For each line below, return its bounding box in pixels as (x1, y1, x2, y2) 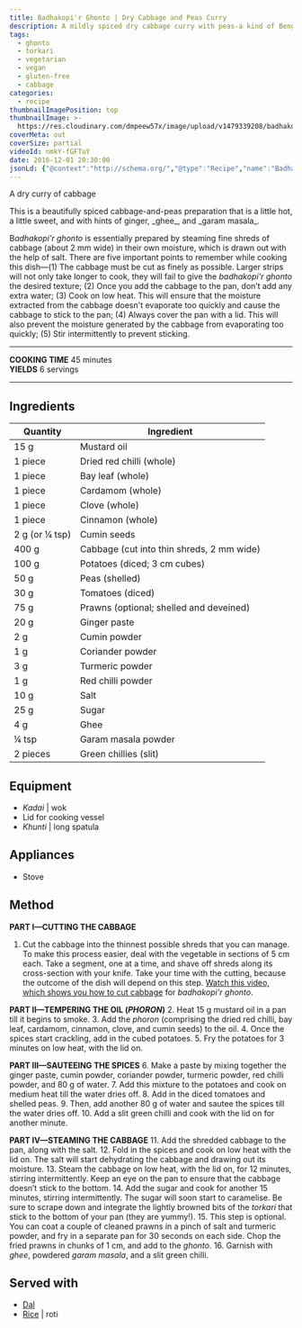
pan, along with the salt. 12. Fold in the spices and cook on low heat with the (9, 1144, 292, 1155)
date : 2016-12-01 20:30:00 (9, 155, 111, 165)
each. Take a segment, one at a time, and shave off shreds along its (22, 958, 273, 969)
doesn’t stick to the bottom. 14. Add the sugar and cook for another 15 (9, 1182, 268, 1193)
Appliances (9, 847, 75, 863)
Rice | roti (22, 1309, 58, 1320)
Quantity (22, 425, 62, 438)
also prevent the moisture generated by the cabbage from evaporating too (9, 319, 285, 330)
